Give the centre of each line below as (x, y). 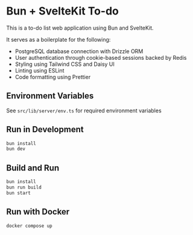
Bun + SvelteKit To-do (63, 11)
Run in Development (45, 130)
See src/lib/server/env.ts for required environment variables (84, 111)
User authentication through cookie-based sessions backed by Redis (101, 57)
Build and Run (33, 168)
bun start (19, 193)
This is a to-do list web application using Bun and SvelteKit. (80, 28)
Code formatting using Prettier (53, 77)
